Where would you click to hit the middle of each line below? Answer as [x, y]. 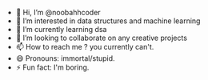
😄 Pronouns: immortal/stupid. [65, 58]
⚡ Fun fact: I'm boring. [52, 67]
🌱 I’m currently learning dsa [61, 29]
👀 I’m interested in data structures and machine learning [108, 21]
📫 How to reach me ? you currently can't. [85, 47]
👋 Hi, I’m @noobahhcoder [58, 12]
